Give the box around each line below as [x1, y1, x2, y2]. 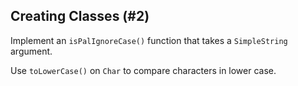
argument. [10, 45, 53, 57]
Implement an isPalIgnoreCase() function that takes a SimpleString [10, 34, 288, 46]
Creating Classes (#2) [10, 8, 150, 25]
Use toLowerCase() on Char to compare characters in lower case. [10, 64, 277, 76]
